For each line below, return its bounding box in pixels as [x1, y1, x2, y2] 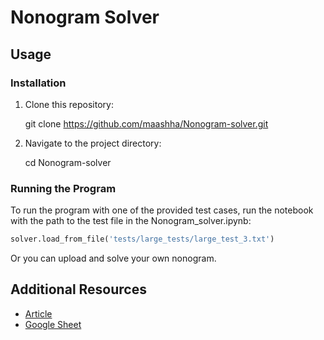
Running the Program [10, 181, 117, 195]
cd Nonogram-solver [24, 156, 112, 168]
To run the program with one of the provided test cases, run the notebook [10, 204, 314, 216]
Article [24, 307, 53, 320]
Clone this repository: [24, 98, 114, 110]
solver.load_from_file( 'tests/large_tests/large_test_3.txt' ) [10, 234, 275, 245]
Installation [10, 76, 67, 90]
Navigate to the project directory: [24, 137, 162, 149]
